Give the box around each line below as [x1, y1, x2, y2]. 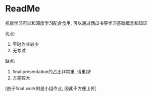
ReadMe [5, 3, 40, 14]
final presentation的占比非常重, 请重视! [12, 68, 92, 75]
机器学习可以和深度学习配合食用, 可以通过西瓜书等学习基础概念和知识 [5, 20, 148, 26]
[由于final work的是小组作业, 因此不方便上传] [5, 85, 97, 91]
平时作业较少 [12, 41, 39, 47]
